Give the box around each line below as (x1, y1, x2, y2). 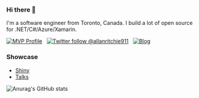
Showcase (6, 53, 38, 61)
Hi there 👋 (6, 5, 37, 14)
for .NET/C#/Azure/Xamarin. (6, 26, 78, 33)
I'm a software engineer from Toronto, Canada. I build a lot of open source (6, 19, 194, 27)
